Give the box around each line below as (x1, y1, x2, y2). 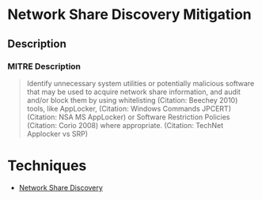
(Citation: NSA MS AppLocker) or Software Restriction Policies (26, 112, 230, 122)
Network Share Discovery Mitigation (7, 6, 253, 24)
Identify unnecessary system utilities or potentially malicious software (26, 78, 255, 88)
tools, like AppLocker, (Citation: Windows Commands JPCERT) (26, 104, 231, 113)
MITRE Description (7, 61, 81, 72)
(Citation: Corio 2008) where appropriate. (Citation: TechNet (26, 120, 224, 130)
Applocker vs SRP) (26, 129, 89, 138)
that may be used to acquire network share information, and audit (26, 87, 241, 96)
